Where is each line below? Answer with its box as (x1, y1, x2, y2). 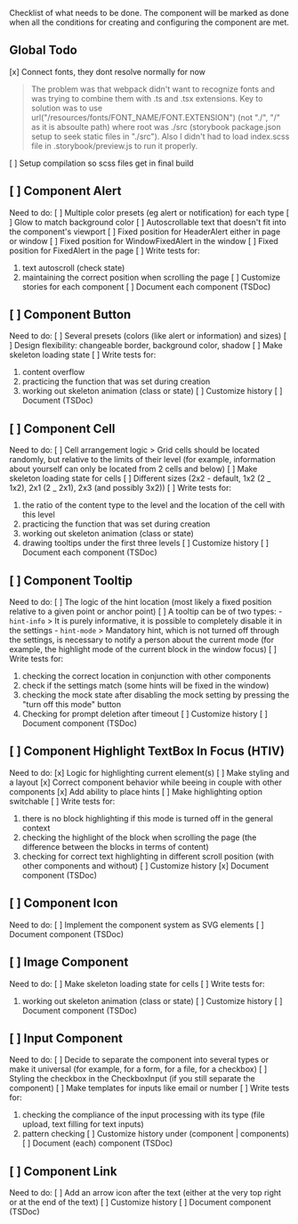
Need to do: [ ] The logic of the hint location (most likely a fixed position (9, 597, 272, 608)
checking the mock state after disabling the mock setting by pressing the (21, 690, 290, 700)
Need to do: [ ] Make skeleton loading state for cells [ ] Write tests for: (9, 978, 265, 989)
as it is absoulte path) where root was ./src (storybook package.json (30, 121, 282, 132)
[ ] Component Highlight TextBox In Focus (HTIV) (9, 744, 285, 759)
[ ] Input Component (9, 1031, 123, 1046)
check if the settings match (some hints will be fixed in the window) (21, 681, 270, 691)
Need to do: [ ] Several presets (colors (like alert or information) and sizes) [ (9, 330, 287, 341)
